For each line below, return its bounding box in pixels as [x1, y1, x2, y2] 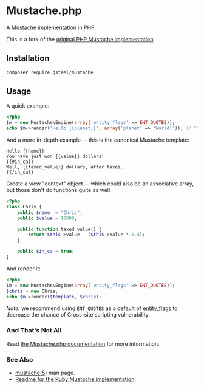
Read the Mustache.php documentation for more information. [6, 340, 160, 347]
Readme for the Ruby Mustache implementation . [15, 376, 137, 383]
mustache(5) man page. [15, 369, 75, 377]
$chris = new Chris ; [6, 288, 59, 294]
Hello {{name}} [6, 148, 45, 154]
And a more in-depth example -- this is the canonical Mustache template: [6, 136, 190, 143]
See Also [6, 355, 33, 363]
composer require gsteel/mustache [6, 69, 94, 75]
